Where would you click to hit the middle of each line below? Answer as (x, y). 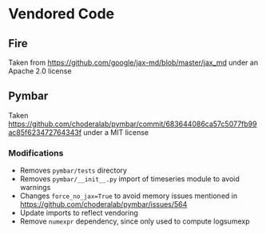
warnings (35, 188)
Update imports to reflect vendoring (79, 213)
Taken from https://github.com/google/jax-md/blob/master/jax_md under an (133, 62)
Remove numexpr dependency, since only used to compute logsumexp (135, 221)
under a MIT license (116, 132)
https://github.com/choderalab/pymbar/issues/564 (103, 204)
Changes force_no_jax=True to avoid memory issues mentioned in (129, 196)
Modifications (36, 153)
